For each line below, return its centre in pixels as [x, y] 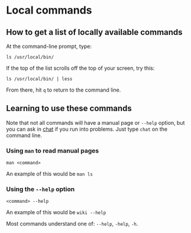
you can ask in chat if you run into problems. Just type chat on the [87, 129]
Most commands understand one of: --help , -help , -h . [72, 224]
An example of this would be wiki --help [56, 212]
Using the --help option [41, 189]
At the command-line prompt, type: [49, 46]
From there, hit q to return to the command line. [64, 90]
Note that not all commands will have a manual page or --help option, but [96, 122]
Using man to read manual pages [53, 150]
